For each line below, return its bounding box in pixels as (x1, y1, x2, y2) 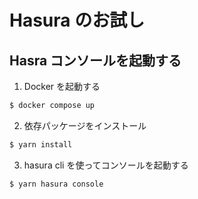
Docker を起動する (23, 81, 101, 92)
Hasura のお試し (9, 9, 146, 32)
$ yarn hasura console (9, 179, 104, 189)
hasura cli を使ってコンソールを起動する (23, 159, 189, 171)
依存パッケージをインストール (23, 119, 147, 131)
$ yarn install (9, 139, 73, 150)
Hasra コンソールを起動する (9, 52, 182, 69)
